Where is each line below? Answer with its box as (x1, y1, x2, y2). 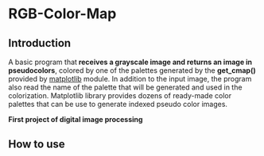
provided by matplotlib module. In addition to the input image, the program (8, 74, 252, 83)
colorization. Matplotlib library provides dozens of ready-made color (8, 91, 232, 100)
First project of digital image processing (8, 115, 143, 124)
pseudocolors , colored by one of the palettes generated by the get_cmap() (8, 66, 256, 75)
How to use (8, 138, 65, 151)
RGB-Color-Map (8, 5, 117, 23)
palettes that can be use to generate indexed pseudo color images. (8, 100, 228, 108)
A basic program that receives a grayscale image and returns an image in (8, 57, 253, 67)
